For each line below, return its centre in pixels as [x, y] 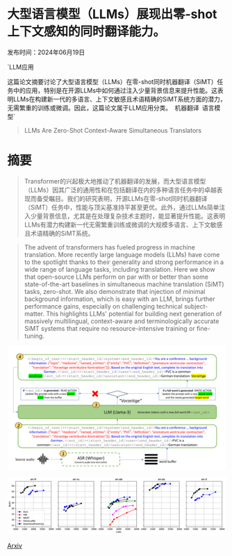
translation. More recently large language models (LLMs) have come [122, 254]
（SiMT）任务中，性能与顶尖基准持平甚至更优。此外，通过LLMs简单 [122, 207]
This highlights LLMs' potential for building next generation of [134, 313]
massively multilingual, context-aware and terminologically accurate [122, 321]
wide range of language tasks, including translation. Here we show [119, 269]
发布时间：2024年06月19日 [46, 52]
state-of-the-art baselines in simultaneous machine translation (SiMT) [124, 284]
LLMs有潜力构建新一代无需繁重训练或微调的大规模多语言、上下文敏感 [123, 224]
